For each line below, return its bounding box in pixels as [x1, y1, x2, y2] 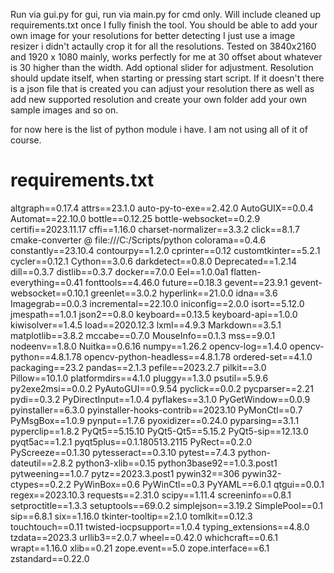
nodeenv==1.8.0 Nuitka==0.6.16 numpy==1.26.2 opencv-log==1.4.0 [10, 340, 288, 352]
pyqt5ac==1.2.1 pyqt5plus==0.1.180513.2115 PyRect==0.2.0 [10, 435, 253, 448]
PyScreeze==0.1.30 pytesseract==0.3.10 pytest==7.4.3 [10, 446, 236, 458]
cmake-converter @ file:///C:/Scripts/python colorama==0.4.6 [10, 234, 267, 246]
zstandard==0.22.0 [10, 552, 90, 564]
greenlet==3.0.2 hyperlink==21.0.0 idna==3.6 [90, 287, 278, 299]
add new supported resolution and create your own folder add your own [10, 94, 308, 105]
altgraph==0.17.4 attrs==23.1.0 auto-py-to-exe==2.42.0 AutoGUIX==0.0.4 [10, 202, 314, 214]
